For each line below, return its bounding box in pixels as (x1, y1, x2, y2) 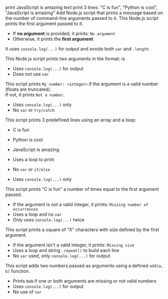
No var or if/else (12, 166, 50, 172)
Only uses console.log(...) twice (12, 217, 85, 222)
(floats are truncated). (5, 86, 52, 92)
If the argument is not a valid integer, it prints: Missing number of (12, 202, 149, 207)
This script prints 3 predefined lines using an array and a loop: (5, 117, 136, 123)
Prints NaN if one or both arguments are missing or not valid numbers (12, 278, 157, 284)
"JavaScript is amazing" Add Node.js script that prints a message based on (5, 10, 163, 16)
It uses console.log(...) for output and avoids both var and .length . (5, 46, 150, 52)
